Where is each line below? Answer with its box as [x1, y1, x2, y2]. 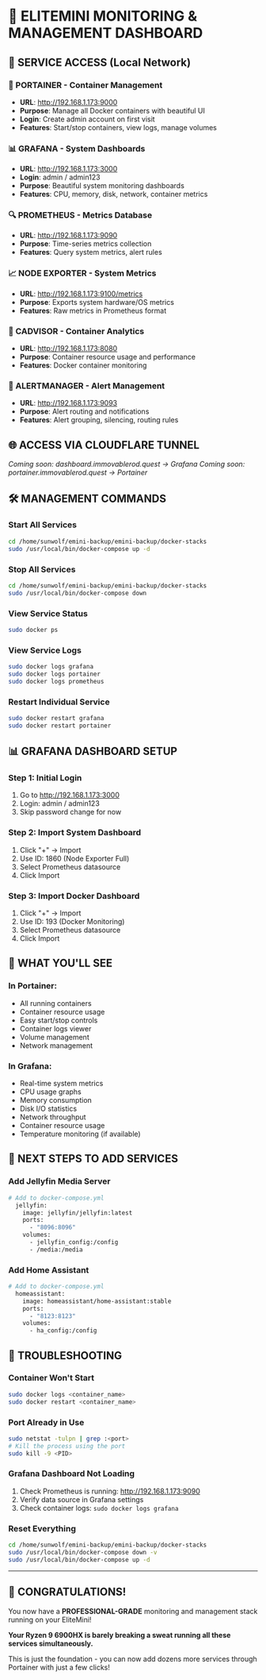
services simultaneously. [8, 1639, 93, 1648]
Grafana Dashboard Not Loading [8, 1468, 135, 1479]
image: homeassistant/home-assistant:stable [22, 1297, 172, 1305]
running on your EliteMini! [8, 1615, 92, 1624]
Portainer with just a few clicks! [8, 1663, 111, 1672]
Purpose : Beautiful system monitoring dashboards [19, 181, 184, 191]
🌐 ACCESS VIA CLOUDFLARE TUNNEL [8, 438, 200, 452]
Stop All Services [8, 564, 76, 575]
